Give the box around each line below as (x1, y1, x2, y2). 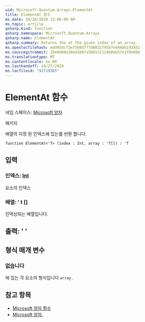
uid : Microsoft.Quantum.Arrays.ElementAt (5, 7, 93, 13)
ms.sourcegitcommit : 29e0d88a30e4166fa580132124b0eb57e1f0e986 (5, 49, 140, 55)
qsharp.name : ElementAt (5, 36, 55, 41)
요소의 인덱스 (5, 185, 31, 191)
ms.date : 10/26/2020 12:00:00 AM (5, 17, 75, 22)
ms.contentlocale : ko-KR (5, 59, 57, 64)
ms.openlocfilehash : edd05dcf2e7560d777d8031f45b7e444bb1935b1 (5, 45, 140, 50)
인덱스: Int (5, 172, 29, 179)
